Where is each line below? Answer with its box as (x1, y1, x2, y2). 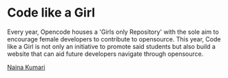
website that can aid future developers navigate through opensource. (7, 50, 204, 58)
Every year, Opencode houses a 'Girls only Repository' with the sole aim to (7, 28, 219, 36)
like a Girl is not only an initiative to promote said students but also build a (7, 42, 216, 50)
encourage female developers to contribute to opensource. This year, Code (7, 35, 221, 43)
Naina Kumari (7, 63, 46, 71)
